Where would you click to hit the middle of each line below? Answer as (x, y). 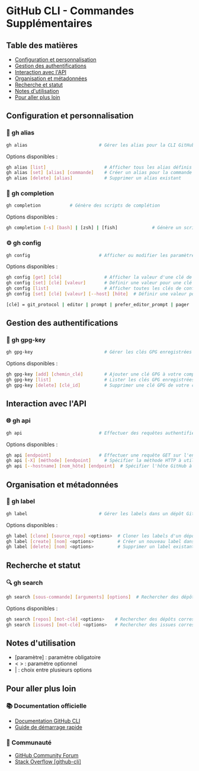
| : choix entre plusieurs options (53, 670)
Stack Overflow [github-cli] (48, 762)
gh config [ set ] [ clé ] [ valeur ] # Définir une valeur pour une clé (99, 283)
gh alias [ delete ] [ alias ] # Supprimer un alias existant (94, 178)
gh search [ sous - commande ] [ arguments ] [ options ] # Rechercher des (92, 597)
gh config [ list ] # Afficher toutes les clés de (94, 288)
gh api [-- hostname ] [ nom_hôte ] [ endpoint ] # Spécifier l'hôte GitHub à (99, 466)
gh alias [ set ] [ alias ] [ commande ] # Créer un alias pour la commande (99, 173)
